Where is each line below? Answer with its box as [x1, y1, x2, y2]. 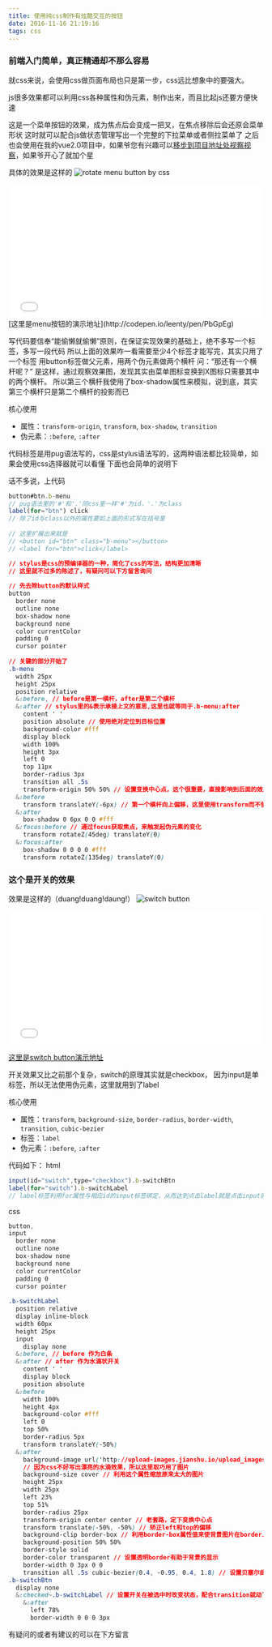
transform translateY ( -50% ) [23, 1440, 117, 1448]
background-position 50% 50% [23, 1538, 121, 1546]
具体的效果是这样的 [8, 167, 73, 177]
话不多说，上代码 [8, 476, 66, 486]
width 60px [15, 1320, 53, 1328]
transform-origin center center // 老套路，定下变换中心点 [23, 1516, 213, 1524]
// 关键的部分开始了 [8, 657, 68, 665]
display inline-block [15, 1312, 89, 1321]
